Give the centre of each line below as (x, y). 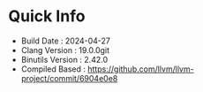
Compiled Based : (53, 69)
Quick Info (47, 16)
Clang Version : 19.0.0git (65, 50)
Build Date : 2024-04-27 (66, 41)
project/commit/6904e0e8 (69, 78)
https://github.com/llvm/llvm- (141, 69)
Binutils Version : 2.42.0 (64, 59)
